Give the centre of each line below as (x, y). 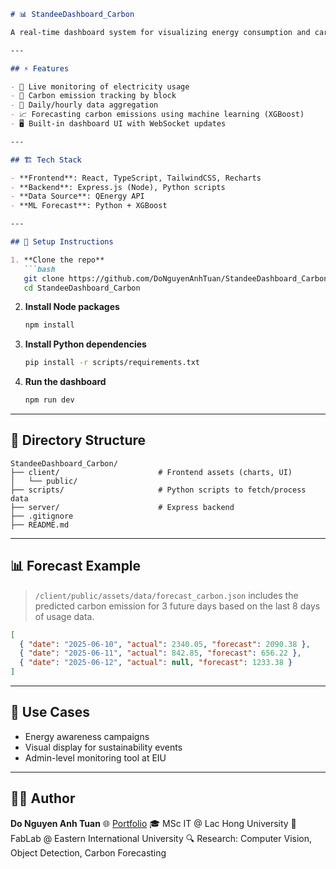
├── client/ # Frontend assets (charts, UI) (151, 472)
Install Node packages (72, 307)
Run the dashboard (65, 382)
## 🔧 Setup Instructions (62, 242)
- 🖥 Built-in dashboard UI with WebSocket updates (118, 124)
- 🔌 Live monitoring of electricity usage (100, 86)
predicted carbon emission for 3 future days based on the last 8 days (177, 606)
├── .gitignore (42, 516)
